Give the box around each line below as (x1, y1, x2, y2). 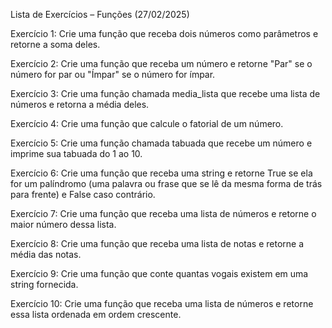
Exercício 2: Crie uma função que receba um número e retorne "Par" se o (10, 58, 313, 69)
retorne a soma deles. (10, 39, 101, 50)
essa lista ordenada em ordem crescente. (10, 309, 182, 320)
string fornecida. (10, 279, 79, 290)
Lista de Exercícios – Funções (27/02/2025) (10, 9, 190, 20)
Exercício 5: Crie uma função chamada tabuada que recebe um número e (10, 137, 313, 149)
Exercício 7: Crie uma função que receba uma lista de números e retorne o (10, 208, 317, 219)
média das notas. (10, 249, 82, 260)
